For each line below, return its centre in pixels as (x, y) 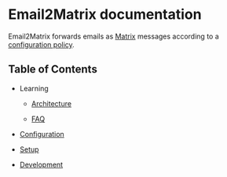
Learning (34, 88)
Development (41, 164)
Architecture (51, 103)
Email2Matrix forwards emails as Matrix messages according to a (114, 36)
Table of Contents (53, 70)
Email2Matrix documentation (105, 15)
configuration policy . (41, 44)
